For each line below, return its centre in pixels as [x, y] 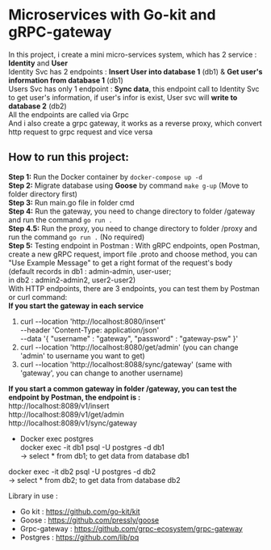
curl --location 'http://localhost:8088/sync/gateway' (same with [126, 364]
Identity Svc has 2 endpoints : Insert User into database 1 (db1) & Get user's [135, 71]
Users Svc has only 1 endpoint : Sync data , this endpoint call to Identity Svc [134, 89]
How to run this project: [69, 157]
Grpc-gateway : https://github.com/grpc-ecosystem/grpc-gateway [131, 528]
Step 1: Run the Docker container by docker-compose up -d [106, 176]
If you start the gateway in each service [76, 306]
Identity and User [38, 63]
